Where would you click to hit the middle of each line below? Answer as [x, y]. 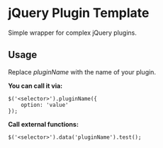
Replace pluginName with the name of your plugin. [82, 72]
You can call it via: [35, 86]
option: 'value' [45, 105]
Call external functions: [43, 124]
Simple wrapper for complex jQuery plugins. [72, 33]
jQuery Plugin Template [79, 13]
